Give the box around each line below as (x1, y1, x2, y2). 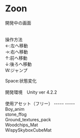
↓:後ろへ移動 (5, 61, 32, 67)
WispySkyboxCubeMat (5, 127, 52, 133)
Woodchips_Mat (5, 122, 39, 128)
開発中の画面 (5, 20, 31, 26)
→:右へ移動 (5, 49, 28, 55)
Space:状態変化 (5, 77, 37, 84)
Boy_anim (5, 106, 25, 112)
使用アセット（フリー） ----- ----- (5, 101, 75, 106)
